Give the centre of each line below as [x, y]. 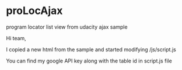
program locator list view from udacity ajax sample [67, 27]
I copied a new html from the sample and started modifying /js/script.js [91, 49]
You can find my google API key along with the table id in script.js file [89, 61]
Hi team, [16, 38]
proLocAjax [34, 11]
